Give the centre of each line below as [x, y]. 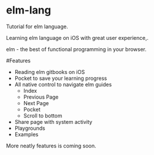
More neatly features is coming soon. [51, 146]
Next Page [36, 103]
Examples [26, 134]
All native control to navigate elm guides [63, 84]
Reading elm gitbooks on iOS [50, 72]
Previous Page [41, 97]
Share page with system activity [53, 122]
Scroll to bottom [43, 116]
